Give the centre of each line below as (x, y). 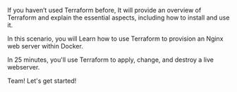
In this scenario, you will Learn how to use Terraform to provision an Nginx (115, 39)
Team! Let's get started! (42, 81)
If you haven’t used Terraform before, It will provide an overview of (104, 10)
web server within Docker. (45, 46)
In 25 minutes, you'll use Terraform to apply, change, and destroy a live (110, 60)
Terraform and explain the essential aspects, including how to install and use (119, 18)
